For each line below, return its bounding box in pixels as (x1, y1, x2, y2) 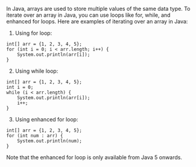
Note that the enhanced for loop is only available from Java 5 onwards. (6, 154, 183, 161)
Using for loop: (14, 29, 52, 37)
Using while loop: (14, 67, 58, 74)
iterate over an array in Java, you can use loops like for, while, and (6, 11, 171, 19)
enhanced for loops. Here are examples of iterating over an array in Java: (6, 18, 188, 25)
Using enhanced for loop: (14, 116, 78, 123)
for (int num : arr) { (6, 133, 63, 139)
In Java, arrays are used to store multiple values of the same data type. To (6, 5, 191, 12)
